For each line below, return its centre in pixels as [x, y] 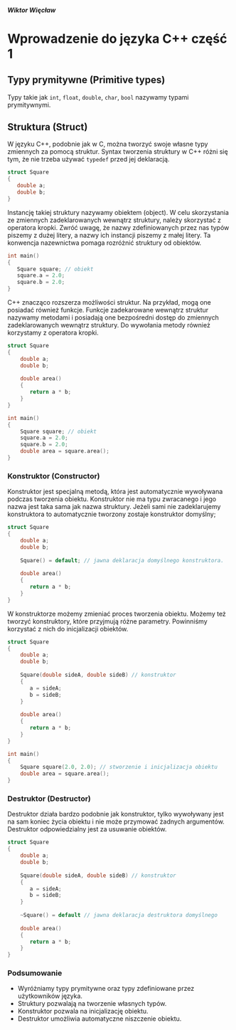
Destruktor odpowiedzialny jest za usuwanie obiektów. [87, 829]
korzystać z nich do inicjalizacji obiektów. [68, 629]
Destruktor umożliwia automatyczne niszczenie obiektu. [100, 1019]
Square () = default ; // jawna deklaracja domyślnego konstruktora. [122, 560]
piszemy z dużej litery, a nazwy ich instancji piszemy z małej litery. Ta [109, 235]
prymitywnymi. [29, 105]
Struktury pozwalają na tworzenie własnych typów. [92, 1004]
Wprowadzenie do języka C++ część [117, 38]
